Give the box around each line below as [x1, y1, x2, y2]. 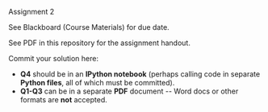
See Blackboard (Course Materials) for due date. [8, 23, 170, 31]
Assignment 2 [8, 7, 55, 16]
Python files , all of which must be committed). [19, 78, 175, 87]
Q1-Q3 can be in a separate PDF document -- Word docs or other [19, 86, 239, 96]
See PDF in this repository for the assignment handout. [8, 38, 191, 48]
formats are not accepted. [19, 95, 107, 104]
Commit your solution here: [8, 54, 99, 63]
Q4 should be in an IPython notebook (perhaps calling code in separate [19, 69, 261, 79]
